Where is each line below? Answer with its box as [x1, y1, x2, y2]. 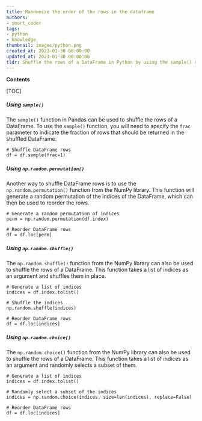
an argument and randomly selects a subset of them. [6, 361, 137, 369]
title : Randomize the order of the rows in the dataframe [6, 8, 155, 15]
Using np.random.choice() [6, 334, 71, 340]
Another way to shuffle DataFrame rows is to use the [6, 180, 136, 187]
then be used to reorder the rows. [6, 199, 90, 206]
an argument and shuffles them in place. [6, 272, 106, 280]
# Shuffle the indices [6, 300, 63, 306]
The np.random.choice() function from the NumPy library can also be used [6, 349, 191, 356]
